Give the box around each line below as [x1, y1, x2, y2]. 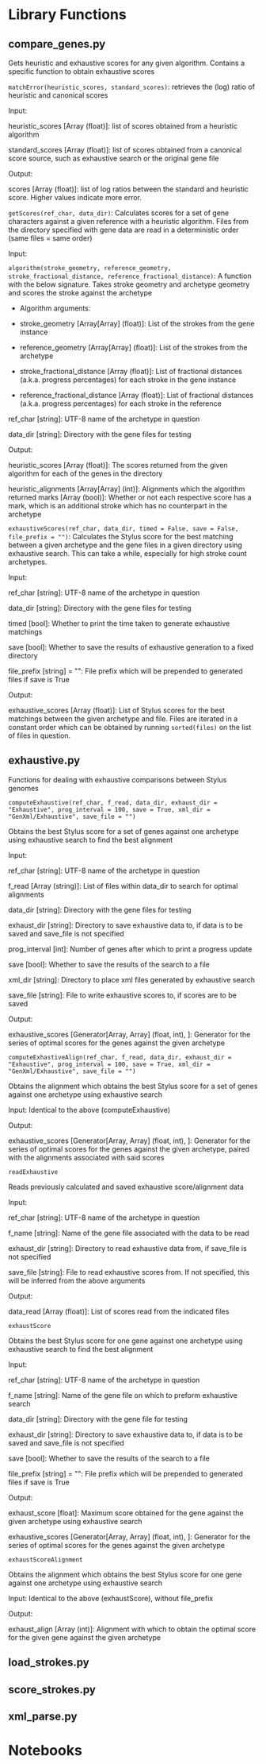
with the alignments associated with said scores [8, 1152, 165, 1162]
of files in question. [8, 731, 71, 740]
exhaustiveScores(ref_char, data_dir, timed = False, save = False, [8, 525, 239, 533]
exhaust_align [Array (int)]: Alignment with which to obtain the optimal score [8, 1624, 256, 1634]
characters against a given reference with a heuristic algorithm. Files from [8, 217, 249, 226]
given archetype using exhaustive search [8, 1516, 142, 1526]
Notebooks [8, 1742, 83, 1760]
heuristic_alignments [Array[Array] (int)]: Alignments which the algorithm [8, 484, 245, 493]
